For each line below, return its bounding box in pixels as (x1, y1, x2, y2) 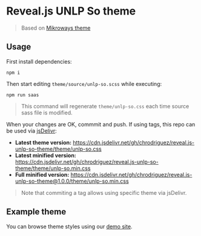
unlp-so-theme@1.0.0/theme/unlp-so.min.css (15, 177, 129, 185)
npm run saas (6, 92, 39, 98)
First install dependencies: (6, 57, 72, 65)
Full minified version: (15, 171, 70, 178)
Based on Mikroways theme (21, 24, 91, 31)
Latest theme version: (15, 139, 71, 146)
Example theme (6, 207, 67, 217)
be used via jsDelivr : (6, 127, 58, 134)
